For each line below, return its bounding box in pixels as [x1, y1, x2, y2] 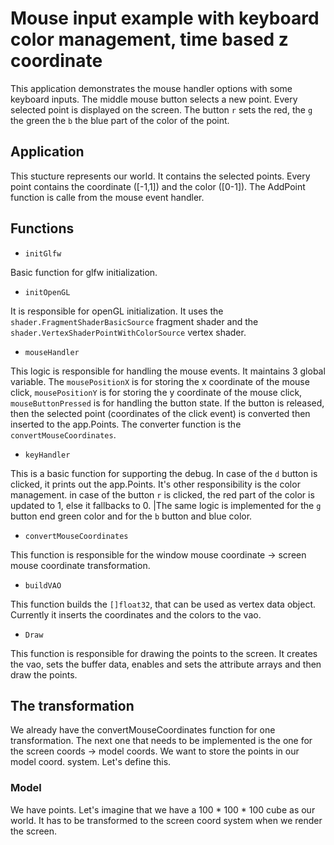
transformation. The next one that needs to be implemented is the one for [10, 735, 313, 747]
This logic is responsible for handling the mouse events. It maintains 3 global [10, 365, 326, 377]
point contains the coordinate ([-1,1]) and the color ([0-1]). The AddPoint [10, 180, 306, 192]
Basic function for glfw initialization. [10, 266, 158, 278]
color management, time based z [10, 28, 289, 51]
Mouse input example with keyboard [10, 7, 320, 30]
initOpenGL [24, 287, 71, 297]
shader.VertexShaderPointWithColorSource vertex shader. [10, 326, 247, 338]
